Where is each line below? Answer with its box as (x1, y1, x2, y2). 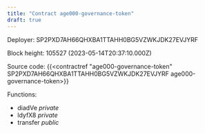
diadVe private (17, 103, 59, 112)
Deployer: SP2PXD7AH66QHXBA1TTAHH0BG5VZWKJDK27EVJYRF (7, 35, 199, 43)
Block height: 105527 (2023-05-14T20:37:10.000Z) (7, 49, 152, 57)
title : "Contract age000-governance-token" (7, 10, 135, 17)
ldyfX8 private (17, 111, 59, 119)
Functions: (7, 90, 37, 99)
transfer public (17, 118, 59, 126)
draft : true (7, 17, 41, 23)
